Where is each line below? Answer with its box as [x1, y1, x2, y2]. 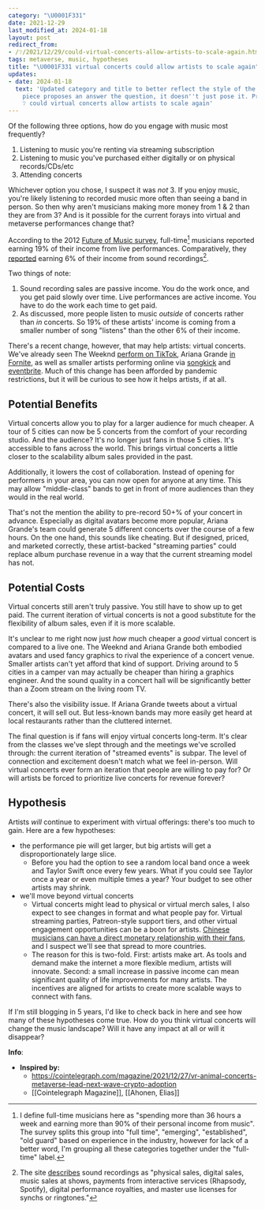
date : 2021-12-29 [8, 19, 65, 27]
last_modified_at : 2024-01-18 [8, 26, 108, 34]
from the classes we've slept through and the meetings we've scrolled [8, 740, 237, 749]
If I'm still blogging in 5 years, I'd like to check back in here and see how [8, 1006, 242, 1016]
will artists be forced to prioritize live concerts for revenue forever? [8, 774, 226, 783]
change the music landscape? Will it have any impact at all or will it [8, 1023, 225, 1033]
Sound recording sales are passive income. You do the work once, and [19, 284, 250, 293]
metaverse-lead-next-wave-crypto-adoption [31, 1079, 177, 1089]
